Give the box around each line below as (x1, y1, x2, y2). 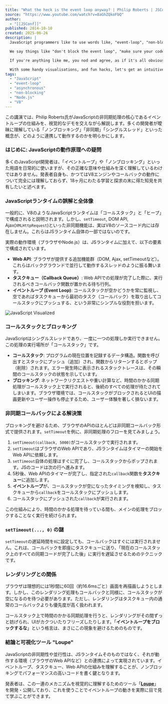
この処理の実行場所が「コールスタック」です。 (5, 342, 101, 348)
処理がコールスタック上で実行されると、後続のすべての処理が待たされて (12, 384, 161, 390)
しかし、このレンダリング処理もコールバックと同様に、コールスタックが (13, 589, 162, 595)
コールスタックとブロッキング (5, 323, 77, 330)
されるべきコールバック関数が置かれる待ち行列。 (12, 281, 113, 287)
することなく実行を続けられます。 (9, 512, 79, 518)
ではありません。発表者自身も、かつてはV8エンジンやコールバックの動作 (5, 171, 155, 177)
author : (5, 17, 21, 22)
